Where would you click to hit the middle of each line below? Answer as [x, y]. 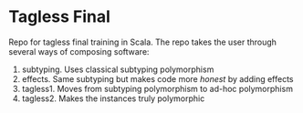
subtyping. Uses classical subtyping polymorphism [118, 69]
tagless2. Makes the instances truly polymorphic [113, 98]
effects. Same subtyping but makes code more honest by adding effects [157, 78]
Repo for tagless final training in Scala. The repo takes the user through [143, 42]
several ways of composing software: [79, 51]
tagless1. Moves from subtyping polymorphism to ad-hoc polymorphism [157, 88]
